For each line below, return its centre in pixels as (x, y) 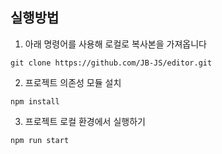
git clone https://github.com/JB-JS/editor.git (111, 63)
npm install (35, 101)
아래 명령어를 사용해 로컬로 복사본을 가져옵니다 (115, 44)
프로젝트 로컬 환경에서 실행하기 (85, 121)
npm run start (40, 140)
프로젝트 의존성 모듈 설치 (73, 82)
